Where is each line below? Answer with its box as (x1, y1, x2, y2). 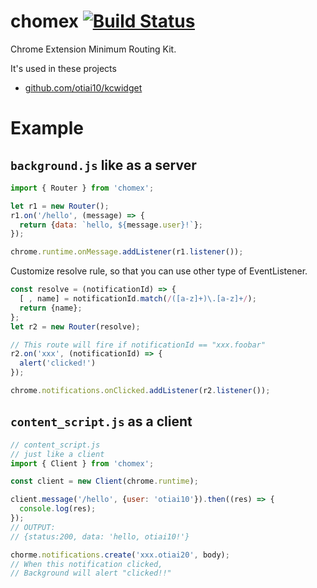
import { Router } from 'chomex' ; (10, 183, 155, 193)
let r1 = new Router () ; (10, 201, 110, 211)
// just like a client (10, 449, 105, 459)
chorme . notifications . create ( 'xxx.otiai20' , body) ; (10, 550, 230, 560)
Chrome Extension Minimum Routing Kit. (10, 43, 177, 55)
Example (10, 117, 84, 140)
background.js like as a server (10, 156, 197, 174)
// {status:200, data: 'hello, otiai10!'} (10, 531, 190, 542)
